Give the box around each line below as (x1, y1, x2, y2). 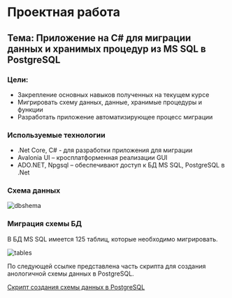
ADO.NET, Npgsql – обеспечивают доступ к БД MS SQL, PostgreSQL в (17, 161, 225, 170)
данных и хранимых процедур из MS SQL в (7, 43, 206, 54)
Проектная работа (7, 4, 121, 20)
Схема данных (7, 186, 61, 195)
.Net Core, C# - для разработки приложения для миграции (17, 146, 193, 154)
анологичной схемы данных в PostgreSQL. (7, 269, 134, 278)
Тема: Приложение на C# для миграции (7, 32, 191, 44)
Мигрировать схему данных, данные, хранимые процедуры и (17, 98, 203, 106)
